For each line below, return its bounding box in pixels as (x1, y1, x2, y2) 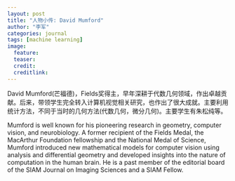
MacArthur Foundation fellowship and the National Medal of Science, (7, 135, 206, 144)
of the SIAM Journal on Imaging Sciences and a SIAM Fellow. (7, 166, 184, 174)
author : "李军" (7, 23, 50, 30)
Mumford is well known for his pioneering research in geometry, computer (7, 121, 222, 129)
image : (7, 43, 27, 50)
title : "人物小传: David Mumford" (7, 17, 104, 24)
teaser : (13, 56, 36, 63)
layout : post (7, 10, 46, 18)
